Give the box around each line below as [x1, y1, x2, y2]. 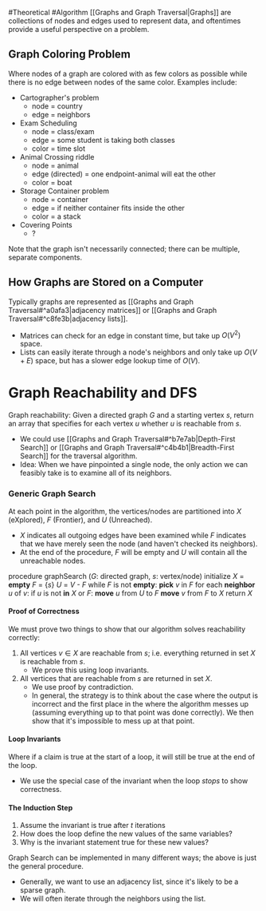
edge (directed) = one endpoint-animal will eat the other [31, 168, 217, 179]
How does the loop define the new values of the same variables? [19, 829, 233, 838]
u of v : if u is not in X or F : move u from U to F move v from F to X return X [8, 588, 252, 598]
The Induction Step [8, 802, 73, 812]
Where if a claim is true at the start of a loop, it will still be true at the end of [8, 751, 256, 762]
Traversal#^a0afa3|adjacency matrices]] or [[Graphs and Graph [8, 305, 217, 315]
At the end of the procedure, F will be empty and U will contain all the [19, 547, 248, 557]
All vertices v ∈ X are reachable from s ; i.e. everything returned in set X [19, 648, 256, 658]
